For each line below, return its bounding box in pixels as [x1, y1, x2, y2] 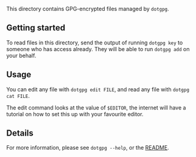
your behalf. [6, 52, 37, 59]
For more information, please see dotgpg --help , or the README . [6, 144, 169, 152]
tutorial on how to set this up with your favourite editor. [6, 110, 144, 117]
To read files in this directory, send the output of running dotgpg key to [6, 39, 183, 46]
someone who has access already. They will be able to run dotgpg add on [6, 45, 190, 52]
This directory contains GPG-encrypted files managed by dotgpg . [6, 5, 169, 12]
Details [6, 128, 33, 139]
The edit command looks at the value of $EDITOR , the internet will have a [6, 103, 186, 111]
